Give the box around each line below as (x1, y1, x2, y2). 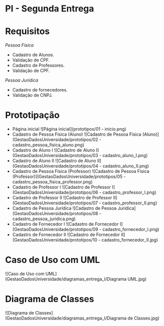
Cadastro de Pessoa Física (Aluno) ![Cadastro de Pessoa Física (12, 131, 142, 137)
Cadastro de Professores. (12, 63, 65, 69)
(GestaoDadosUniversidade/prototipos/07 (12, 200, 98, 206)
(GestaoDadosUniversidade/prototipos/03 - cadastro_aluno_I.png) (12, 153, 148, 159)
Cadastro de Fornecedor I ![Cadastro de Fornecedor (12, 221, 119, 227)
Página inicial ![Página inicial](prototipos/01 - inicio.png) (12, 126, 126, 132)
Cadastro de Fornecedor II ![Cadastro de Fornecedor (12, 232, 120, 238)
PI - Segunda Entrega (5, 3, 94, 14)
